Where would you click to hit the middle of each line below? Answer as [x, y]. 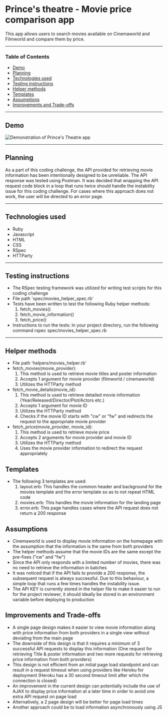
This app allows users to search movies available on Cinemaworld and [77, 34]
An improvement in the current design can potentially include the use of [86, 686]
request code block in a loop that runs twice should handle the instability [80, 186]
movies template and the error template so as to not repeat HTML [87, 492]
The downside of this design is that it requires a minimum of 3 [76, 643]
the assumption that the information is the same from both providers [83, 546]
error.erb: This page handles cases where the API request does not [89, 508]
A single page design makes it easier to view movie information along [84, 627]
